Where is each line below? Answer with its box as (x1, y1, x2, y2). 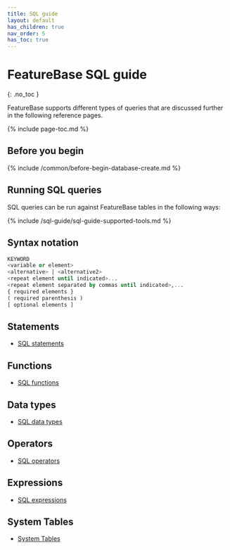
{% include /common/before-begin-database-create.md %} (7, 163, 181, 172)
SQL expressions (17, 495, 67, 504)
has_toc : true (7, 37, 49, 44)
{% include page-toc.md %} (7, 124, 89, 134)
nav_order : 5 (7, 30, 46, 37)
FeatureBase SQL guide (7, 67, 148, 83)
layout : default (7, 17, 55, 24)
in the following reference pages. (7, 111, 103, 120)
